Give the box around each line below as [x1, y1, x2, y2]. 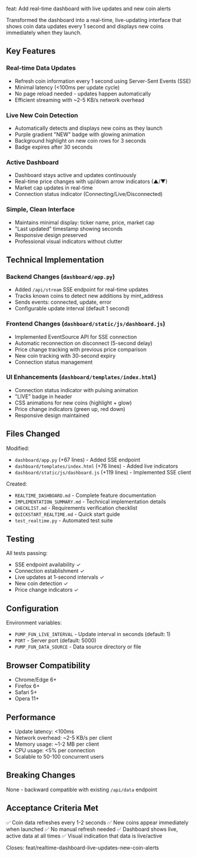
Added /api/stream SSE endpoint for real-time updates [14, 286, 149, 293]
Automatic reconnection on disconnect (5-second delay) [14, 339, 153, 346]
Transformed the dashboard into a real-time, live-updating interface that [6, 17, 182, 23]
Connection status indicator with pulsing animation [14, 386, 139, 393]
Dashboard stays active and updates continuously [14, 172, 137, 179]
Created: [6, 480, 28, 487]
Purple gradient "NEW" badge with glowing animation [14, 130, 146, 138]
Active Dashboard [6, 158, 59, 166]
